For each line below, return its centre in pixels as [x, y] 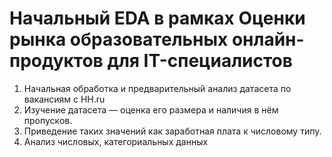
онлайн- [268, 39]
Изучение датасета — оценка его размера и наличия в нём [151, 109]
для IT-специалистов [200, 61]
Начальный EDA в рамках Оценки [157, 18]
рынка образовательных [119, 39]
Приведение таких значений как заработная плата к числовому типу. [172, 131]
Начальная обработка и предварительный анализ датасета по [157, 88]
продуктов [56, 61]
